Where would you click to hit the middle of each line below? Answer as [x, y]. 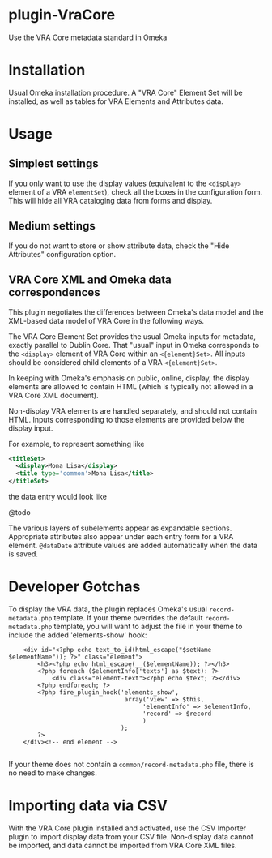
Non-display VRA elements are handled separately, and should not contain [133, 410]
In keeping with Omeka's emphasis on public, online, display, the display [129, 378]
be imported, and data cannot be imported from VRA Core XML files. [123, 845]
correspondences [54, 292]
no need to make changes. [53, 773]
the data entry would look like [58, 497]
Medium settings [52, 226]
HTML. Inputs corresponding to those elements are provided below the [127, 419]
